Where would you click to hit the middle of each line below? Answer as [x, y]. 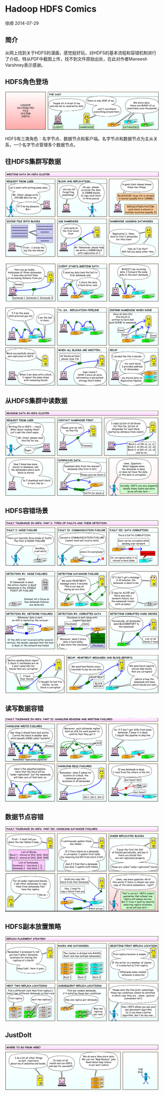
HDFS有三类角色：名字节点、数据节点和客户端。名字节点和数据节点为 [75, 139]
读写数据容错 [24, 708]
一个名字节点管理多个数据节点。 [46, 145]
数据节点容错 [24, 817]
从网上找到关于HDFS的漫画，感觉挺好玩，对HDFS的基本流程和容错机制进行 [81, 53]
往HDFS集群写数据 [33, 162]
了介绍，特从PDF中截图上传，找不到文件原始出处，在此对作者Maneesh [76, 59]
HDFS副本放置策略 [33, 927]
